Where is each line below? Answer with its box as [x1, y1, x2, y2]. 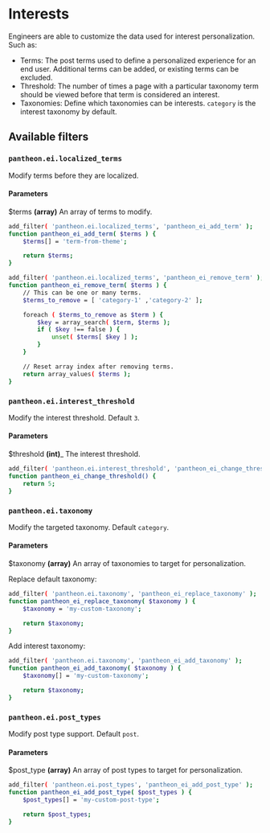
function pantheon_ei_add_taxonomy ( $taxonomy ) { [8, 664, 182, 672]
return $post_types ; [22, 810, 92, 819]
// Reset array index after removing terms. [22, 363, 174, 371]
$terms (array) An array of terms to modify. [8, 207, 153, 216]
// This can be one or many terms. [22, 289, 142, 297]
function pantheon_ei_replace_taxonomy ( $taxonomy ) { [8, 597, 196, 605]
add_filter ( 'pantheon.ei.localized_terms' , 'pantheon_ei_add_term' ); [8, 222, 253, 230]
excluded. [19, 72, 53, 82]
